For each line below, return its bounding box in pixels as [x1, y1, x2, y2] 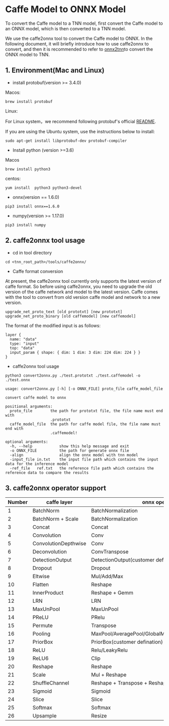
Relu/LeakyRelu [91, 647, 128, 654]
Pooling [32, 630, 51, 637]
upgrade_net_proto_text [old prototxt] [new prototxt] [5, 309, 123, 314]
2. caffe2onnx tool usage [5, 236, 86, 245]
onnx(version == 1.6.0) [12, 194, 59, 200]
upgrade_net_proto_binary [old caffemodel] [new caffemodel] [5, 314, 136, 319]
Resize [91, 712, 107, 719]
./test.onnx [5, 377, 30, 382]
